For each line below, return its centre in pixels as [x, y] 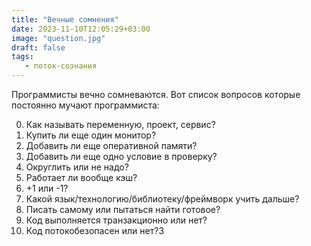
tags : [22, 57]
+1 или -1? [47, 188]
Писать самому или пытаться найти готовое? [123, 209]
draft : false [38, 47]
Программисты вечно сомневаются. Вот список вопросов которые [156, 94]
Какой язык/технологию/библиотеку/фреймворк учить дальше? [162, 199]
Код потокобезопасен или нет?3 [95, 230]
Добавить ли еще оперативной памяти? [111, 145]
